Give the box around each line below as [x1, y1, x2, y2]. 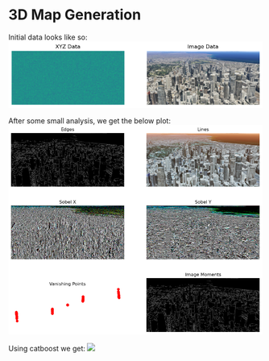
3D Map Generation [8, 6, 142, 24]
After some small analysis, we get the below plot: [8, 115, 172, 126]
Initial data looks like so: [8, 32, 88, 42]
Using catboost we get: [8, 344, 86, 354]
